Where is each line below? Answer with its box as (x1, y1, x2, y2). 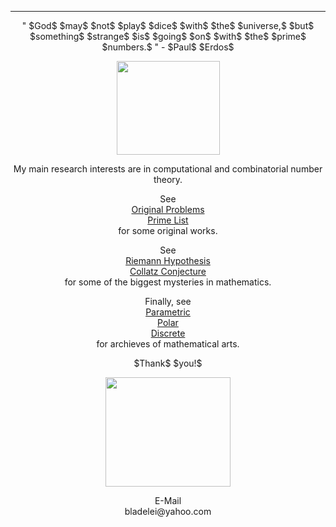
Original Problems (131, 204, 205, 215)
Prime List (147, 214, 189, 226)
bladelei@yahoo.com (124, 506, 212, 517)
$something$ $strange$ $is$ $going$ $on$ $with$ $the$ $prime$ (29, 31, 307, 42)
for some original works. (118, 225, 218, 236)
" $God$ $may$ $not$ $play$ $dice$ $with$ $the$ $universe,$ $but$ (21, 20, 315, 31)
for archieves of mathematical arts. (96, 338, 240, 350)
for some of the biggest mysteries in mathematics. (64, 276, 272, 288)
